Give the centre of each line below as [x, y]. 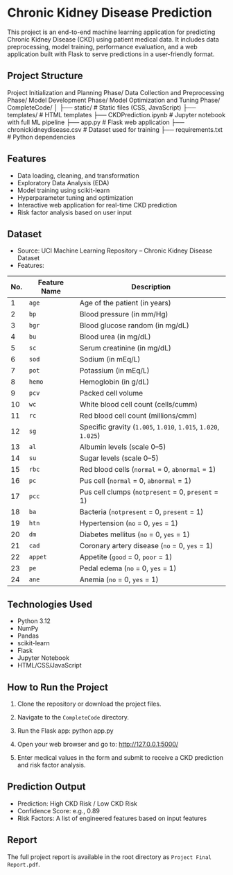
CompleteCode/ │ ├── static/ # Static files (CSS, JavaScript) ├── [102, 107]
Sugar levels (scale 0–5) [119, 458]
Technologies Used [50, 604]
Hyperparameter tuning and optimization [75, 197]
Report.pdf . [24, 864]
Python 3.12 [34, 621]
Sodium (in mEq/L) [110, 359]
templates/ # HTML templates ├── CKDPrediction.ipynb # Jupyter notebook [116, 114]
